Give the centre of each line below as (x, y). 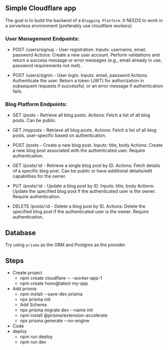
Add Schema (33, 305)
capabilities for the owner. (39, 176)
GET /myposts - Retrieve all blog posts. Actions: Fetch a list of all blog (85, 130)
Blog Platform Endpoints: (36, 104)
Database (21, 233)
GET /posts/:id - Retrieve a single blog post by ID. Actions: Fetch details (86, 165)
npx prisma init (35, 299)
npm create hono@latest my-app (54, 283)
